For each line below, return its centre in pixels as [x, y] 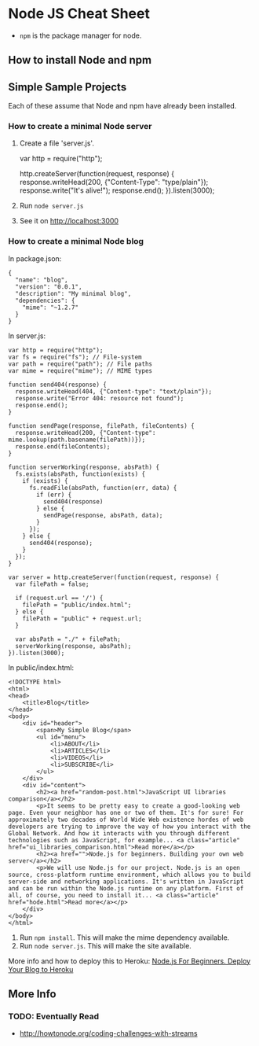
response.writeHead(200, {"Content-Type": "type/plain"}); [114, 182]
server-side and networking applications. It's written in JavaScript [126, 882]
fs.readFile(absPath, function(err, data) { [103, 488]
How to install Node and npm [80, 60]
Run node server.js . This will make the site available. [106, 945]
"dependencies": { [46, 300]
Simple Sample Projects [67, 87]
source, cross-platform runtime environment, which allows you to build [129, 875]
